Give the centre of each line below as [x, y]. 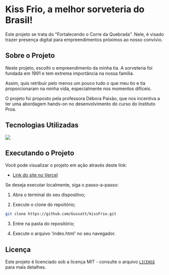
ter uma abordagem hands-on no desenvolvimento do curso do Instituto [80, 104]
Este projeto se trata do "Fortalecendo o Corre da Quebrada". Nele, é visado [85, 34]
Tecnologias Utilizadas [42, 125]
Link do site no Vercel [35, 175]
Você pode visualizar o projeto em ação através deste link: [66, 165]
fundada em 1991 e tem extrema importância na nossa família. [70, 73]
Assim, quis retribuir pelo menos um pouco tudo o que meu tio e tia [75, 83]
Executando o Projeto [40, 153]
